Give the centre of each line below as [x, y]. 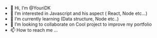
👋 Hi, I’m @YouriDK [30, 8]
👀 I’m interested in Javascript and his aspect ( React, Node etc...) [79, 13]
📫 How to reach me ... [34, 30]
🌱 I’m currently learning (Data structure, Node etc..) [64, 19]
